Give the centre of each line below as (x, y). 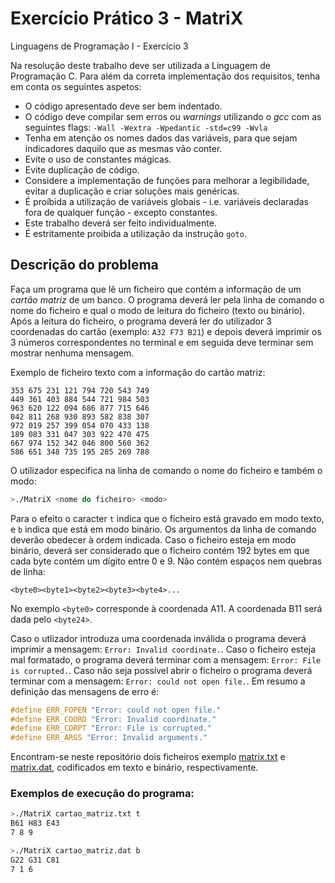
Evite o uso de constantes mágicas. (98, 159)
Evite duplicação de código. (82, 169)
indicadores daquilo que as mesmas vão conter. (123, 148)
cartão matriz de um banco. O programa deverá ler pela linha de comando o (167, 299)
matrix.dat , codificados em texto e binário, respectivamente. (134, 768)
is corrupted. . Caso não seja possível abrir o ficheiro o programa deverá (161, 670)
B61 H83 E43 (35, 823)
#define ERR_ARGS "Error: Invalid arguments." (109, 738)
